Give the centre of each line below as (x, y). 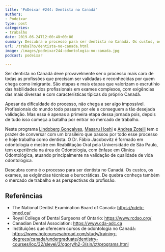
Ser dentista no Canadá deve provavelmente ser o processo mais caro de (79, 74)
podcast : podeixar (24, 55)
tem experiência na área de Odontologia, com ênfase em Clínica (70, 150)
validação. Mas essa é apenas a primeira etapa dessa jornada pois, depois (81, 114)
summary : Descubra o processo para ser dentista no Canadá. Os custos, (80, 42)
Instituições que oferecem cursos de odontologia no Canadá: (74, 228)
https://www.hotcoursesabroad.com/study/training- (64, 234)
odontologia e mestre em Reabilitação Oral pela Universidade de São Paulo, (82, 145)
